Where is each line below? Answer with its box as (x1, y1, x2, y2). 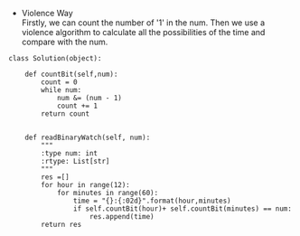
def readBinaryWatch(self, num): (24, 133, 151, 142)
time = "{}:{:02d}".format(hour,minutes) (72, 196, 231, 205)
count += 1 (56, 101, 98, 110)
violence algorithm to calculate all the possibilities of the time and (21, 27, 266, 37)
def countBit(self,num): (24, 70, 118, 79)
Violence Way (21, 8, 73, 18)
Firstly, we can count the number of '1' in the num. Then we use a (21, 17, 266, 28)
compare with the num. (21, 36, 108, 47)
